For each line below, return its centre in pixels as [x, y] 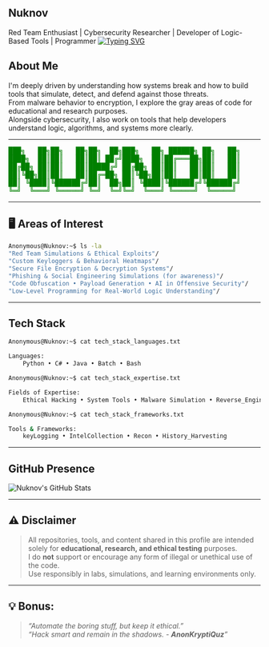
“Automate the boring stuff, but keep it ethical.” [106, 625]
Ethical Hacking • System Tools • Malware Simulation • [118, 400]
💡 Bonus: [31, 607]
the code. [44, 565]
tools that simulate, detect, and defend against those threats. [108, 94]
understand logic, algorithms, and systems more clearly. [101, 128]
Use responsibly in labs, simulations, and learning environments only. [142, 573]
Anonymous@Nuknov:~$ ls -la [55, 246]
